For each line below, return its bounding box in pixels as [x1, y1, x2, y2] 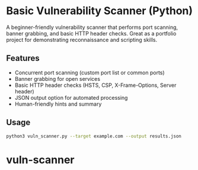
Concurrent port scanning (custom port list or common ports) [14, 69, 165, 76]
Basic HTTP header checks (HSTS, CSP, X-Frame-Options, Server [14, 81, 177, 89]
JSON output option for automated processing [14, 94, 128, 101]
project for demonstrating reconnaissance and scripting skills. [6, 36, 158, 43]
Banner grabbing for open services [14, 75, 101, 82]
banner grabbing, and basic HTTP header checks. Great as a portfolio [6, 30, 177, 37]
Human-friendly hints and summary [14, 100, 102, 107]
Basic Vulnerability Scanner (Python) [6, 4, 193, 18]
